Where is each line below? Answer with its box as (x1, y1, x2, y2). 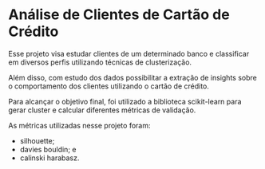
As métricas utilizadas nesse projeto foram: (8, 120, 151, 130)
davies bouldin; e (19, 144, 77, 154)
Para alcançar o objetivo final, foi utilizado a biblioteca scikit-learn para (8, 96, 242, 106)
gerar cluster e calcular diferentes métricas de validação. (8, 105, 196, 115)
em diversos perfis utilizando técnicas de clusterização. (8, 57, 192, 67)
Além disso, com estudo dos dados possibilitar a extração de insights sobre (8, 73, 257, 82)
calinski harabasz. (19, 153, 80, 163)
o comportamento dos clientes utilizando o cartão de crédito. (8, 81, 210, 91)
